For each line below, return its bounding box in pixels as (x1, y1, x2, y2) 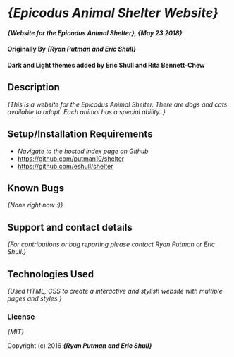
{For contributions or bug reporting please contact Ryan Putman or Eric (7, 240, 216, 248)
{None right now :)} (7, 201, 63, 210)
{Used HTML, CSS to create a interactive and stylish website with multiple (7, 287, 223, 296)
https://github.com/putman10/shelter (17, 154, 125, 163)
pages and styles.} (7, 294, 62, 303)
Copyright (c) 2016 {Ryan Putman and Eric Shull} (7, 341, 153, 350)
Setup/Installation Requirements (7, 128, 153, 140)
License (7, 312, 35, 322)
